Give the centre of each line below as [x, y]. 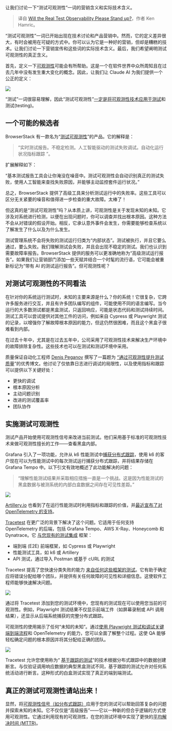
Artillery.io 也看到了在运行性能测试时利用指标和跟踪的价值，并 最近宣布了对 [84, 505]
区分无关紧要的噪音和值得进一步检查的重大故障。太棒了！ [66, 199]
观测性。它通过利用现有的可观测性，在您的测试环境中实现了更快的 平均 [88, 717]
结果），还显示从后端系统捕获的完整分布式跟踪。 [56, 616]
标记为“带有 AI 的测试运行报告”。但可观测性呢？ [60, 266]
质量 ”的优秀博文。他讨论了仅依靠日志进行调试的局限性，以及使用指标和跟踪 [85, 363]
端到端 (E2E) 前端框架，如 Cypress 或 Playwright [64, 546]
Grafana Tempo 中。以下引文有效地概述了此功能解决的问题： [69, 467]
